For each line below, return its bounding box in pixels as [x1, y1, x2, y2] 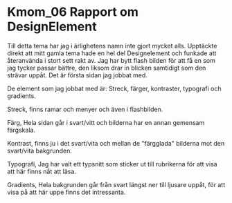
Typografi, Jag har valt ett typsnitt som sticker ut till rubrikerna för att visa [7, 159, 217, 168]
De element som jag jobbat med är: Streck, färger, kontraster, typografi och [7, 84, 222, 93]
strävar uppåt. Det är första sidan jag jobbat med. [7, 70, 148, 79]
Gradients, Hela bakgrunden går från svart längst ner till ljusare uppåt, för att [7, 180, 226, 188]
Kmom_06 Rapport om [7, 4, 139, 20]
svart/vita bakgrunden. [7, 146, 73, 155]
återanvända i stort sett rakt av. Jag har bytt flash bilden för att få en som [7, 56, 216, 64]
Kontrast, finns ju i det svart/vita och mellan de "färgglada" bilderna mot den [7, 139, 225, 147]
